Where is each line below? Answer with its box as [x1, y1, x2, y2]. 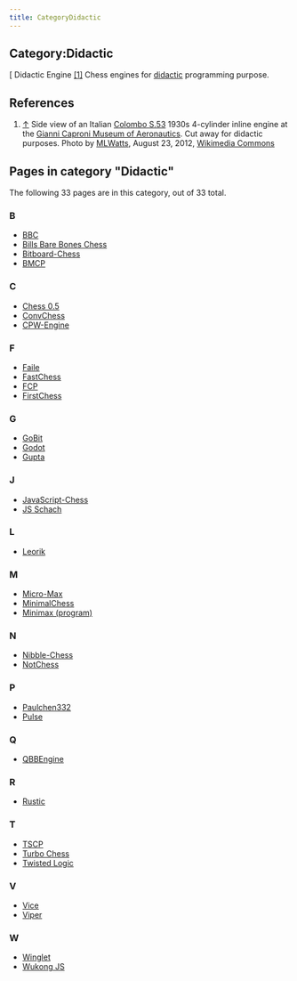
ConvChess [21, 310, 65, 320]
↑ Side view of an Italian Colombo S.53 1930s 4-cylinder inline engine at [21, 119, 288, 130]
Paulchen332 [21, 701, 71, 712]
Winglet [21, 952, 51, 962]
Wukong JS [21, 961, 65, 972]
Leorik [21, 546, 46, 556]
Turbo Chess [21, 847, 69, 859]
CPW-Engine [21, 320, 69, 330]
